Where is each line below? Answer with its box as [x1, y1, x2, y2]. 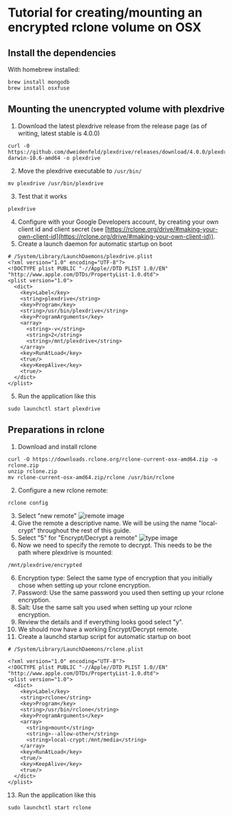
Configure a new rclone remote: [17, 486, 109, 494]
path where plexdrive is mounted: [17, 548, 113, 557]
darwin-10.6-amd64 [8, 154, 61, 162]
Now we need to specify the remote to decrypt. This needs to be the [17, 541, 212, 549]
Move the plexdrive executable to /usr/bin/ [17, 166, 142, 175]
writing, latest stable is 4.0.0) [17, 129, 101, 137]
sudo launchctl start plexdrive [8, 405, 101, 412]
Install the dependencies [8, 47, 116, 59]
